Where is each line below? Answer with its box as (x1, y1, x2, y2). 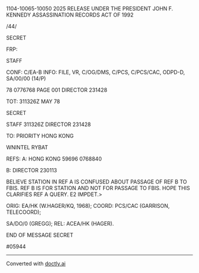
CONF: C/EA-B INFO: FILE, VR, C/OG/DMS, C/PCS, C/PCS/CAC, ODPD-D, (6, 69, 185, 76)
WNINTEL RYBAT (6, 144, 49, 150)
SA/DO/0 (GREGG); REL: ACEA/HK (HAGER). (6, 220, 114, 227)
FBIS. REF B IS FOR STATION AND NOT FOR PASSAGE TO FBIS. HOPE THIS (6, 185, 191, 191)
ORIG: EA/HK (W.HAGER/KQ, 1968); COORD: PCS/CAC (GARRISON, (6, 203, 170, 209)
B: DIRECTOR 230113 (6, 167, 57, 174)
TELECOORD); (6, 208, 41, 216)
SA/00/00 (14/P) (6, 75, 46, 82)
